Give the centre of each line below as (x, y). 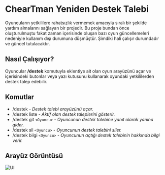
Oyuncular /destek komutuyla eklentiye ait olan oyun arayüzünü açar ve (78, 71)
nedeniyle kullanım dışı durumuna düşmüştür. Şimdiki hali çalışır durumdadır (82, 38)
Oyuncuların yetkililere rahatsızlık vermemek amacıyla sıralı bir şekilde (76, 23)
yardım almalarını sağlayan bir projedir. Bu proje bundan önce (67, 28)
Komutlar (20, 97)
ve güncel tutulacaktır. (28, 43)
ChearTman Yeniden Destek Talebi (77, 9)
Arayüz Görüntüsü (34, 156)
